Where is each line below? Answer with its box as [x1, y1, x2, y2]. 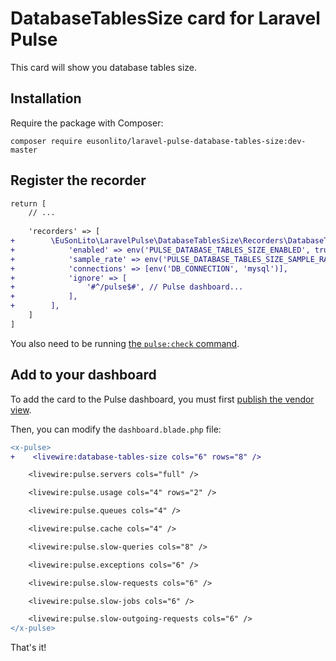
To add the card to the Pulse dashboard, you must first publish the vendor [10, 393, 315, 405]
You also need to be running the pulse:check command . [10, 337, 240, 349]
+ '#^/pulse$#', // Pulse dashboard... [10, 282, 244, 292]
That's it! [10, 642, 47, 654]
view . [10, 403, 32, 416]
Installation [10, 90, 82, 107]
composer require [10, 136, 83, 146]
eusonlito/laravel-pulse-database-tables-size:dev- [86, 136, 307, 146]
